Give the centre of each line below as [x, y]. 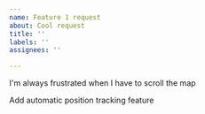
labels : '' [29, 42]
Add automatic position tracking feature [82, 100]
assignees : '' [35, 50]
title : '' [28, 34]
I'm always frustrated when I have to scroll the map [103, 83]
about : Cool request [47, 26]
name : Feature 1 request [55, 17]
